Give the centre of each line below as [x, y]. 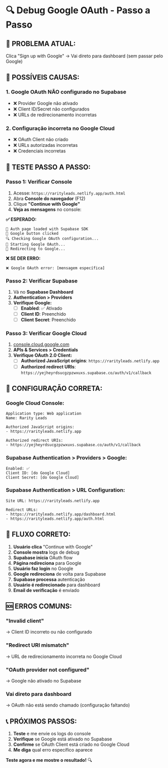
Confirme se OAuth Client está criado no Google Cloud [71, 744]
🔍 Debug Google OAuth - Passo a [78, 10]
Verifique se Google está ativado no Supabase [63, 739]
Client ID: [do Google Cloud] [38, 473]
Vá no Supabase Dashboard [43, 292]
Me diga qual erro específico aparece [53, 750]
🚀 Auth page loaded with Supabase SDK [47, 229]
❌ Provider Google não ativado [45, 103]
